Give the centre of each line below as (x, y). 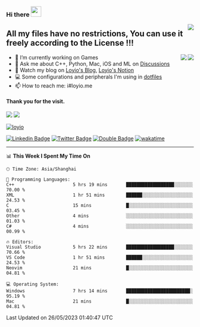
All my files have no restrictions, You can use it (95, 34)
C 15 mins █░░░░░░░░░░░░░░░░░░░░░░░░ (100, 205)
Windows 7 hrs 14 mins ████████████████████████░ (100, 291)
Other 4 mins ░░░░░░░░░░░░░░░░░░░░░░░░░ (100, 216)
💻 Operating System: (33, 284)
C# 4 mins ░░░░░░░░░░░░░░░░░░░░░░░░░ (100, 226)
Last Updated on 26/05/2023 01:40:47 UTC (60, 317)
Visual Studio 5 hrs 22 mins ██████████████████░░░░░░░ (100, 247)
